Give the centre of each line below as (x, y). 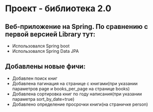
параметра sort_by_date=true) (43, 99)
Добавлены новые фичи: (45, 67)
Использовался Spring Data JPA (45, 51)
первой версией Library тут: (50, 34)
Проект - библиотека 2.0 (58, 9)
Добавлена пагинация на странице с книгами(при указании (75, 83)
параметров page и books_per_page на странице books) (71, 89)
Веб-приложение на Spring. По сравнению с (76, 27)
